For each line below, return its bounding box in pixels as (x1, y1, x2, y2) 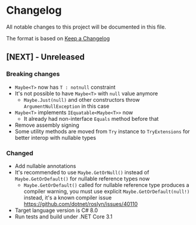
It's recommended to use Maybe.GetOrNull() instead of (14, 168, 150, 176)
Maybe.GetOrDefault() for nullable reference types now (14, 175, 150, 182)
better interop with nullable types (14, 134, 97, 141)
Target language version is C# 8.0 (14, 207, 98, 214)
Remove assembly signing (14, 121, 79, 129)
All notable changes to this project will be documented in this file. (6, 23, 167, 30)
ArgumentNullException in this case (23, 102, 110, 110)
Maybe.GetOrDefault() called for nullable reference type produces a (23, 181, 189, 188)
